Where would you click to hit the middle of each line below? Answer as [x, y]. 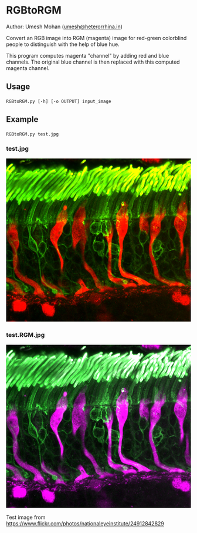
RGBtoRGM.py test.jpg [33, 134]
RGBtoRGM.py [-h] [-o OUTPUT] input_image [59, 101]
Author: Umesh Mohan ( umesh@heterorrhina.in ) [64, 27]
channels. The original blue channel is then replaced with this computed [93, 62]
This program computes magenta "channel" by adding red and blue [88, 55]
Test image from [26, 517]
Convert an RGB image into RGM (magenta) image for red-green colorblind [96, 38]
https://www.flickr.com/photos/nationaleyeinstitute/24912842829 [85, 524]
